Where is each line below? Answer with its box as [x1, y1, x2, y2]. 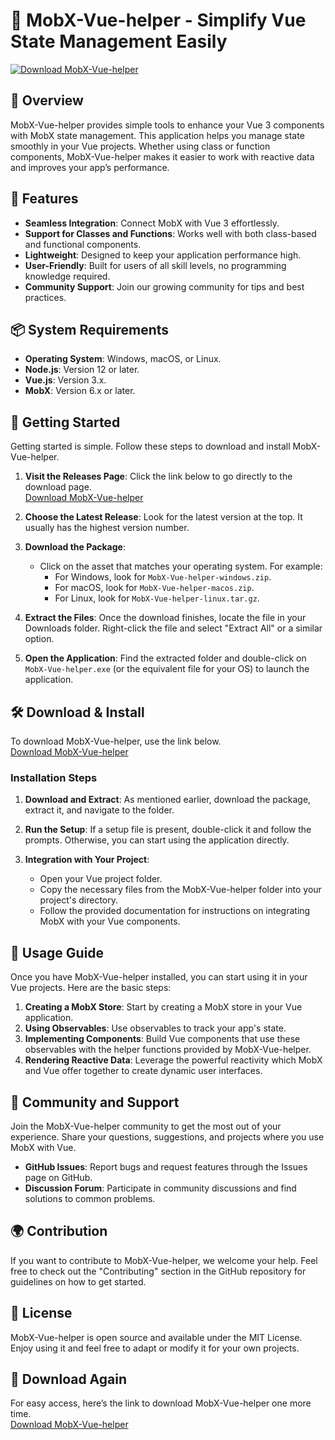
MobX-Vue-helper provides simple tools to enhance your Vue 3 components [10, 119, 325, 131]
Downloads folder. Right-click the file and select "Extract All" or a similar [24, 622, 323, 634]
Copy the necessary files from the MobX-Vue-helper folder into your [39, 884, 322, 896]
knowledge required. [24, 270, 111, 282]
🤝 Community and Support [10, 1094, 180, 1111]
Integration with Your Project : [24, 854, 150, 866]
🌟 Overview [10, 92, 84, 109]
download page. [24, 481, 92, 493]
